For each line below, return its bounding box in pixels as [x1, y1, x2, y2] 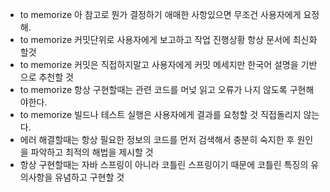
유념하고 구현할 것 [54, 171, 125, 183]
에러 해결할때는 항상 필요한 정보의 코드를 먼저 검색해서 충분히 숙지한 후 [19, 134, 295, 145]
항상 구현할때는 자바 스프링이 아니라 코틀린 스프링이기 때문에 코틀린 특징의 [19, 159, 309, 170]
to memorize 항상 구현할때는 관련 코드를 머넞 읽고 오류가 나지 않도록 [19, 84, 288, 95]
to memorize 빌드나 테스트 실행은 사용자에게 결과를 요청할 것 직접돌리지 [19, 109, 302, 120]
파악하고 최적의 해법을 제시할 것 [30, 146, 154, 158]
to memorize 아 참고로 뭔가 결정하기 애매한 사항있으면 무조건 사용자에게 [19, 9, 302, 20]
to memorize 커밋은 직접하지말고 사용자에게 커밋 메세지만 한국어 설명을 [19, 59, 299, 70]
